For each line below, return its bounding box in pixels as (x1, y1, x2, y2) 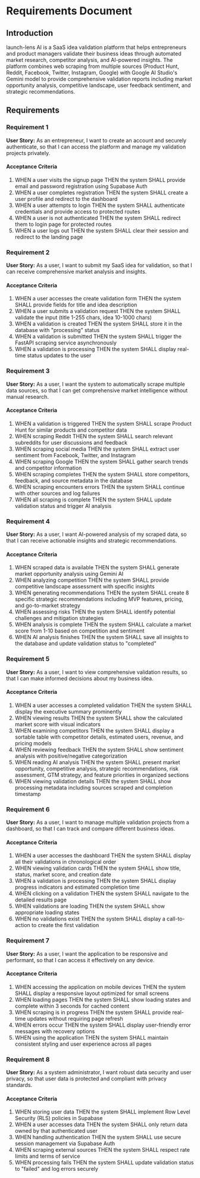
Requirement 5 (6, 655, 50, 663)
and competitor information (14, 464, 82, 472)
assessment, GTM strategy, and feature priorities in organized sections (14, 771, 189, 779)
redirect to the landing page (14, 233, 83, 240)
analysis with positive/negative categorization (14, 752, 127, 759)
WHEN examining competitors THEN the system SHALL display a (14, 727, 174, 734)
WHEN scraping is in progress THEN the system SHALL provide (14, 1009, 171, 1016)
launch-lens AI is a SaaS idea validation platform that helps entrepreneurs (6, 44, 186, 51)
